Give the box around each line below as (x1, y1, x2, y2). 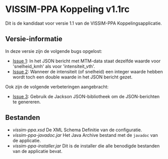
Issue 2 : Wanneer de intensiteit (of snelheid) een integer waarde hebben (12, 68, 163, 74)
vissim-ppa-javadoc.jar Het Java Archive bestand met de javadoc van (12, 132, 158, 138)
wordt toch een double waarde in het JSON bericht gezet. (12, 74, 133, 80)
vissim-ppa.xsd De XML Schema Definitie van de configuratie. (12, 127, 142, 133)
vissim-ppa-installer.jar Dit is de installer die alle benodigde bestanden (12, 142, 160, 149)
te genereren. (12, 99, 41, 105)
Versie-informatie (5, 35, 63, 43)
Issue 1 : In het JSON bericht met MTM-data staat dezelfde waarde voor (12, 58, 161, 64)
